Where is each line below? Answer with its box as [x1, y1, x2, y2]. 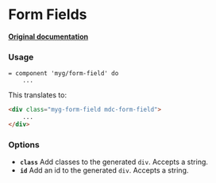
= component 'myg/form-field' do [8, 70, 119, 78]
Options [8, 139, 40, 150]
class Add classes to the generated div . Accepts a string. [19, 157, 209, 167]
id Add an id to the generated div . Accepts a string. [19, 166, 189, 175]
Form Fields [8, 6, 87, 24]
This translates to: [8, 90, 67, 100]
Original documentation [8, 32, 89, 41]
